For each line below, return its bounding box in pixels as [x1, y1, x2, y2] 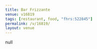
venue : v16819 [5, 12, 35, 17]
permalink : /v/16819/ [5, 21, 50, 26]
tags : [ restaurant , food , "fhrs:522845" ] [5, 16, 93, 21]
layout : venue [5, 26, 35, 31]
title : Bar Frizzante [5, 7, 50, 12]
